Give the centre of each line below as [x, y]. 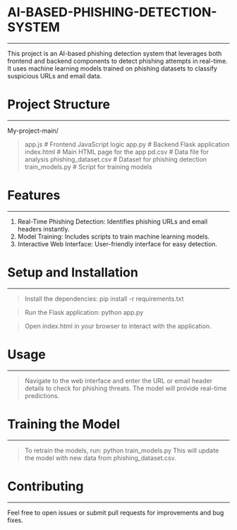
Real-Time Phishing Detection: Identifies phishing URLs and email [113, 221]
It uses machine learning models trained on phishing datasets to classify [112, 68]
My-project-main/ [33, 131]
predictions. [42, 395]
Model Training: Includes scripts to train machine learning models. [114, 236]
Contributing [45, 486]
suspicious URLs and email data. [55, 76]
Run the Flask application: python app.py [84, 312]
